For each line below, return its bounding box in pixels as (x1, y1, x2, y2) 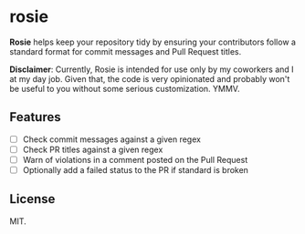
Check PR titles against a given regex (22, 144, 163, 155)
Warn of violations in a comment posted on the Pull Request (22, 154, 248, 165)
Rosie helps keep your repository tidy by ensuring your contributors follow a (9, 36, 297, 47)
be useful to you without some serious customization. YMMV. (9, 83, 240, 94)
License (9, 191, 56, 207)
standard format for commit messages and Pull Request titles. (9, 46, 242, 56)
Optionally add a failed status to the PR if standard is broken (22, 164, 249, 175)
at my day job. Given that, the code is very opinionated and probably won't (9, 73, 290, 84)
